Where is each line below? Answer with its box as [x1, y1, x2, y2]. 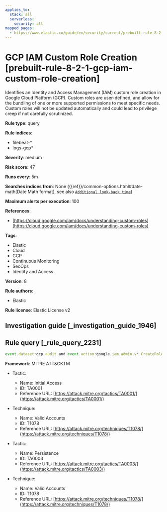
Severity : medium [5, 154, 42, 160]
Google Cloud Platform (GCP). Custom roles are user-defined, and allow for [5, 95, 160, 101]
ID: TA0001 [19, 385, 43, 391]
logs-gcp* [12, 145, 34, 151]
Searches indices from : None [5, 183, 67, 189]
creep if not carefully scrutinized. [5, 110, 73, 116]
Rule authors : [5, 288, 34, 294]
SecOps [12, 263, 29, 269]
